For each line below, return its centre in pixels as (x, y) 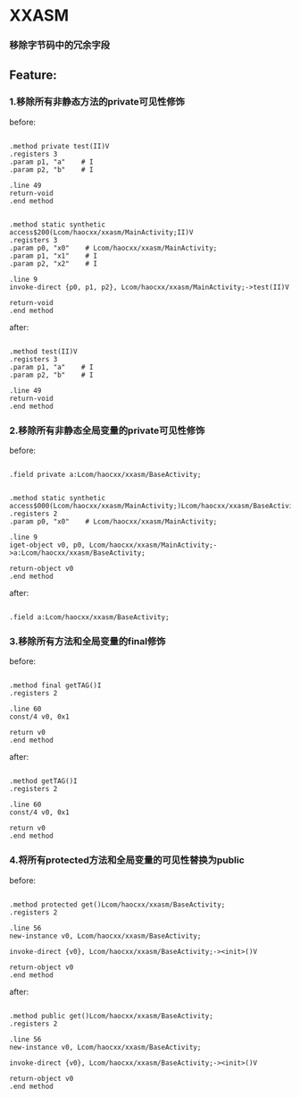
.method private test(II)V (59, 146)
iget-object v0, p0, (48, 545)
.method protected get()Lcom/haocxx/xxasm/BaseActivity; (117, 905)
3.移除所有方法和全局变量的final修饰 (87, 642)
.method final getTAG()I (55, 685)
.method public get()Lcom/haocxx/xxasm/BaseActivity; (112, 1016)
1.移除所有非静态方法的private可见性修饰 (97, 102)
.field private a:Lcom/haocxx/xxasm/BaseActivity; (105, 475)
